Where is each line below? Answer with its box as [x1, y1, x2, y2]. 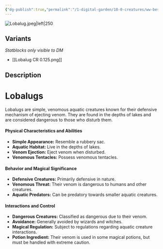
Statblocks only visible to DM [5, 47, 64, 53]
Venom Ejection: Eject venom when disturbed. [12, 149, 106, 155]
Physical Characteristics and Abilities [5, 128, 82, 134]
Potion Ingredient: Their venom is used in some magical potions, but [12, 234, 150, 240]
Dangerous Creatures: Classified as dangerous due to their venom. [12, 213, 147, 219]
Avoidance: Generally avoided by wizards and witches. [12, 219, 123, 225]
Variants [5, 35, 32, 43]
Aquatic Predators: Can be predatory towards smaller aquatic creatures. [12, 192, 158, 197]
